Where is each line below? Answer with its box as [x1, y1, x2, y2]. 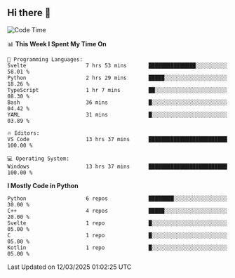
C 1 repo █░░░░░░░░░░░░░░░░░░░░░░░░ [7, 232, 228, 239]
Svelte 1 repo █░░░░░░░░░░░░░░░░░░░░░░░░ [7, 219, 228, 227]
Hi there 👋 [7, 7, 51, 19]
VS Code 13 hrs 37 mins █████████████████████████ [7, 135, 228, 143]
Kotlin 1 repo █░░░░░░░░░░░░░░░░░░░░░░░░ [7, 244, 228, 251]
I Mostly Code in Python [7, 181, 79, 190]
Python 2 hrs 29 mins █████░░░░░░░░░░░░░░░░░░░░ [7, 74, 228, 81]
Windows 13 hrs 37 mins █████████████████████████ [7, 163, 228, 170]
